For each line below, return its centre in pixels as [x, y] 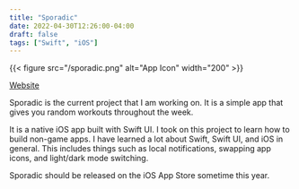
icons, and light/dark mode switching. [79, 159]
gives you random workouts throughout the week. [101, 112]
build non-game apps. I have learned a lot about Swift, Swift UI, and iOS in [146, 139]
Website [25, 85]
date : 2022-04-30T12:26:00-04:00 [72, 26]
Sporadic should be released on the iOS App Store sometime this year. [140, 176]
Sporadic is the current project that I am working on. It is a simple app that [146, 103]
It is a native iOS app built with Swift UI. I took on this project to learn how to [149, 130]
